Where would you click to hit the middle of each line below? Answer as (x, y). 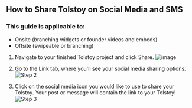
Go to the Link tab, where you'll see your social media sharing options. (100, 68)
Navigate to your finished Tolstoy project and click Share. (84, 57)
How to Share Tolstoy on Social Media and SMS (95, 10)
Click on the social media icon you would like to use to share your (94, 86)
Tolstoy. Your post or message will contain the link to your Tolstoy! (95, 92)
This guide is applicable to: (45, 27)
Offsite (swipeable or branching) (54, 45)
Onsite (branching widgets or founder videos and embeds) (86, 39)
